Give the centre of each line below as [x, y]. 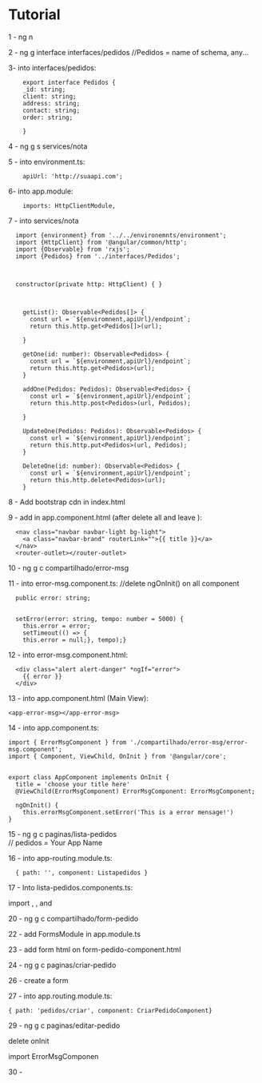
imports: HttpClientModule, [69, 205]
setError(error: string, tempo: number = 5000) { [99, 619]
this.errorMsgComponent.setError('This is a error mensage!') [128, 812]
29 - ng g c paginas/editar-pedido [64, 1025]
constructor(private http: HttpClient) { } [89, 284]
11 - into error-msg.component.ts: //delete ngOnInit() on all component [124, 583]
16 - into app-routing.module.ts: [61, 858]
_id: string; [44, 90]
